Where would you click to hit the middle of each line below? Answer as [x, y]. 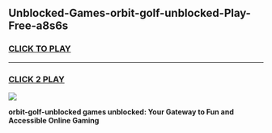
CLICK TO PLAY [40, 49]
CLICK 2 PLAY [36, 79]
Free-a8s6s [38, 26]
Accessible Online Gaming [54, 120]
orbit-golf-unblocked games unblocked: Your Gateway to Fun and [121, 111]
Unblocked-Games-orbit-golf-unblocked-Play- [130, 13]
